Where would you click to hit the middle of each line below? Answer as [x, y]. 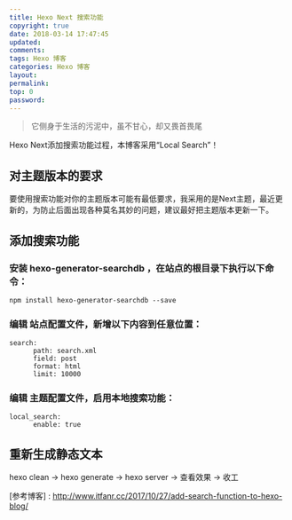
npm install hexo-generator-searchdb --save [93, 300]
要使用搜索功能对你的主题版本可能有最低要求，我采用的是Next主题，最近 [142, 199]
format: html [57, 366]
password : [28, 100]
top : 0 [21, 91]
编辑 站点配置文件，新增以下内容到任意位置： [106, 324]
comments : [28, 51]
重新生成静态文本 [56, 454]
